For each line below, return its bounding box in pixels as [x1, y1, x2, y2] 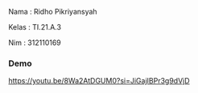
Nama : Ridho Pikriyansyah [8, 7, 98, 16]
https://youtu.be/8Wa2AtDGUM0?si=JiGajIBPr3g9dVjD [8, 76, 191, 86]
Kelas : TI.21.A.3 [8, 22, 62, 31]
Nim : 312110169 [8, 38, 62, 47]
